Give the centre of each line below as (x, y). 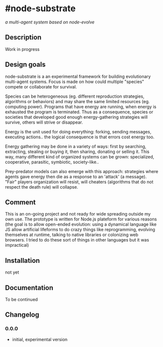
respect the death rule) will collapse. (42, 187)
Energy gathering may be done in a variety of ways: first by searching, (76, 146)
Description (23, 37)
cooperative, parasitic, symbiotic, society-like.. (52, 162)
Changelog (22, 315)
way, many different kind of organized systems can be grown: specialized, (80, 156)
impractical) (17, 245)
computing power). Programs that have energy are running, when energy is (81, 107)
